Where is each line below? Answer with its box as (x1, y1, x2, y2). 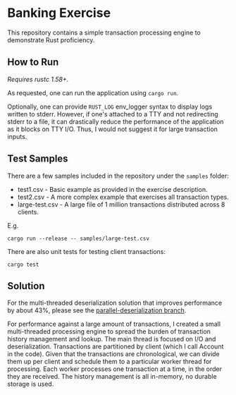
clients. (17, 207, 39, 216)
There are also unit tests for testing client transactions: (7, 247, 166, 255)
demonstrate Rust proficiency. (7, 35, 95, 44)
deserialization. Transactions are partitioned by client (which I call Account (7, 342, 224, 351)
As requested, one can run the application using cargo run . (7, 88, 179, 97)
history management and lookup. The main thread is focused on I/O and (7, 335, 216, 344)
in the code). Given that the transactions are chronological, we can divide (7, 350, 220, 358)
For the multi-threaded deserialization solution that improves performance (7, 298, 223, 308)
